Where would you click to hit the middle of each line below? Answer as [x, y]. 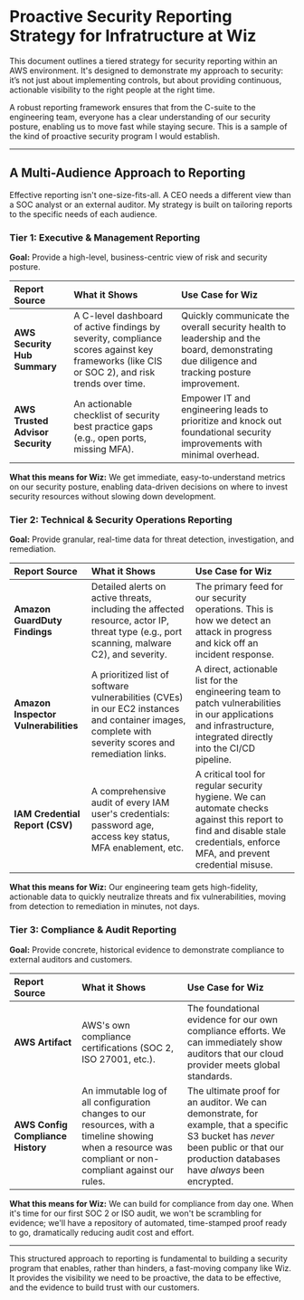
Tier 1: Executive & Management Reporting [105, 237]
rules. [93, 1181]
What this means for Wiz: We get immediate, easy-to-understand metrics [147, 478]
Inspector [35, 715]
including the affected [138, 610]
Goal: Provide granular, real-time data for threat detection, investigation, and [152, 539]
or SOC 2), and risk [114, 373]
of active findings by [117, 327]
